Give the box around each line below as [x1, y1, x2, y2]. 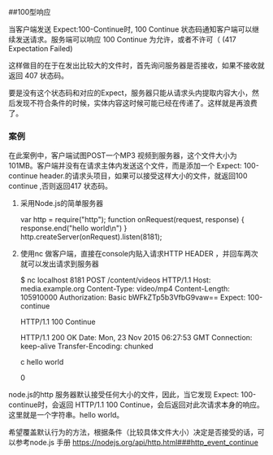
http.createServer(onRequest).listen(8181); [19, 232, 162, 242]
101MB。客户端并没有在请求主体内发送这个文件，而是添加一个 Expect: [8, 161, 242, 171]
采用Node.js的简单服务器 [19, 199, 104, 208]
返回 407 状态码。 [8, 71, 69, 80]
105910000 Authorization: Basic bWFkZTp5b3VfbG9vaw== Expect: [19, 292, 246, 303]
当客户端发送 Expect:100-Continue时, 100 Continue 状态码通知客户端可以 [8, 24, 253, 34]
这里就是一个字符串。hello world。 [8, 410, 124, 420]
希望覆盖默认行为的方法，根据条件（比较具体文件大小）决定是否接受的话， [8, 427, 258, 437]
